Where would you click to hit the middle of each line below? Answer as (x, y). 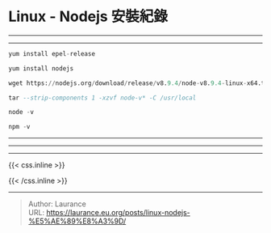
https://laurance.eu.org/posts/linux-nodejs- (119, 213)
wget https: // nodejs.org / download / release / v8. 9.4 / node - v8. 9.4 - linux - (128, 83)
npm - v (19, 127)
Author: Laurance (57, 204)
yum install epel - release (52, 53)
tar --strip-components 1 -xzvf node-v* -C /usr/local (102, 98)
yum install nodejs (41, 68)
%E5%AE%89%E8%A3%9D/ (77, 221)
